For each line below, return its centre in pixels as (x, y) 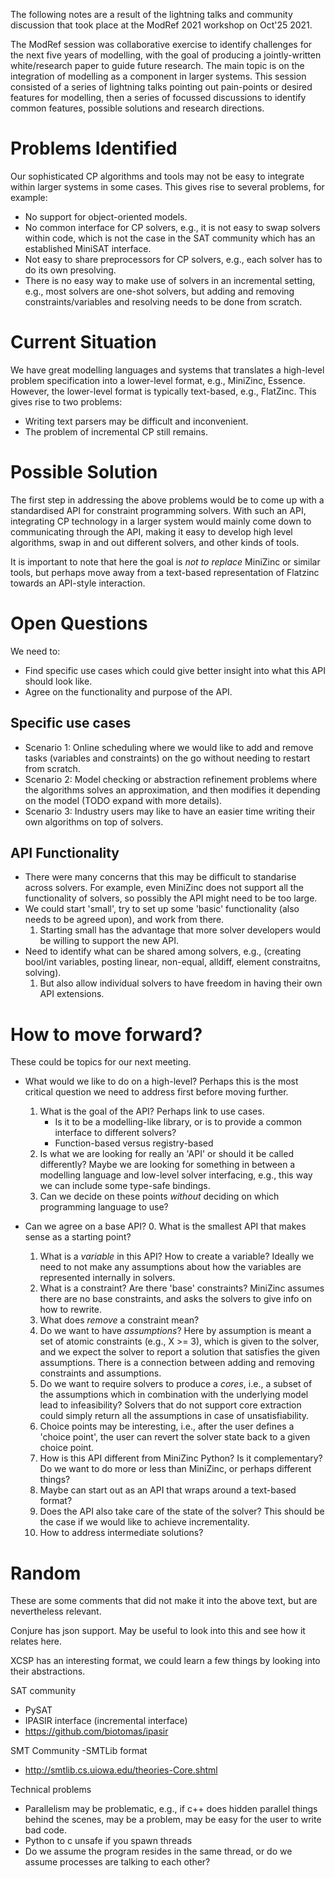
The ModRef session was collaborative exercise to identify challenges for (161, 44)
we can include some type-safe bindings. (125, 1186)
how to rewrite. (71, 1310)
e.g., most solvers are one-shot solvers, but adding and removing (159, 291)
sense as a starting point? (78, 1237)
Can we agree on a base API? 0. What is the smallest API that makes (165, 1226)
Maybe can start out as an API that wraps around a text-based (168, 1490)
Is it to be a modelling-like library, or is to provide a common (178, 1122)
